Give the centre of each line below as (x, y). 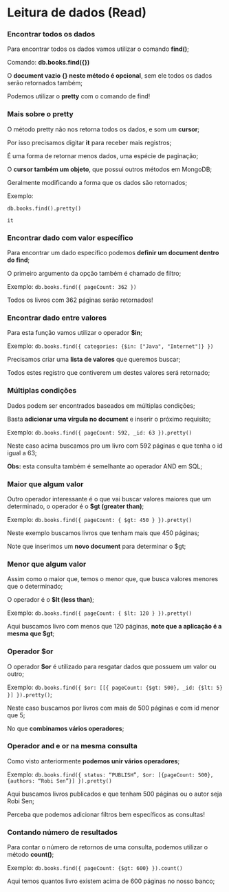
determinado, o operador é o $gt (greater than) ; (76, 506)
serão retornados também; (45, 83)
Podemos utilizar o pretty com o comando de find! (79, 96)
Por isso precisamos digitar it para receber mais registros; (89, 142)
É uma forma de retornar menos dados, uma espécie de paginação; (103, 155)
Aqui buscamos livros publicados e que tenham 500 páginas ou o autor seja (115, 794)
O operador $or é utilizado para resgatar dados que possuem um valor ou (112, 666)
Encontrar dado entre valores (57, 318)
